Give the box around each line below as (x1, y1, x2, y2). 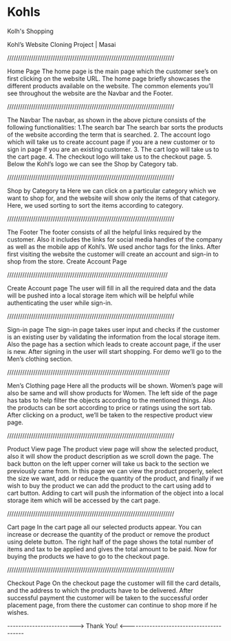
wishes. (7, 608, 30, 616)
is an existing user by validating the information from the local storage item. (7, 333, 221, 341)
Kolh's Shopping (7, 27, 54, 35)
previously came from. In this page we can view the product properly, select (7, 466, 223, 475)
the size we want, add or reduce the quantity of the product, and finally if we (7, 474, 224, 482)
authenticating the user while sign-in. (7, 298, 113, 307)
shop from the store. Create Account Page (7, 257, 127, 266)
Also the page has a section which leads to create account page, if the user (7, 339, 221, 348)
